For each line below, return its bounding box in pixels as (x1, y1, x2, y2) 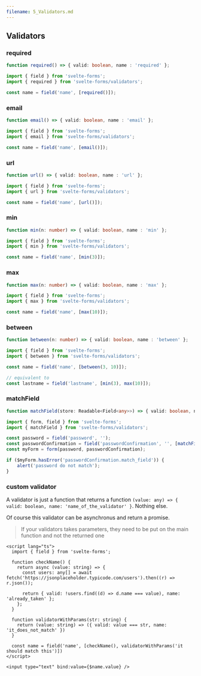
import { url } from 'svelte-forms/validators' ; (6, 188, 130, 194)
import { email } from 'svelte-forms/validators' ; (6, 133, 135, 139)
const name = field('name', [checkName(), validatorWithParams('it (11, 643, 184, 649)
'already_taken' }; (6, 596, 55, 602)
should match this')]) (6, 648, 63, 654)
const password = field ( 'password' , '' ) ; (6, 435, 111, 441)
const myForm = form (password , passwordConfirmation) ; (6, 446, 146, 452)
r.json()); (6, 580, 33, 586)
